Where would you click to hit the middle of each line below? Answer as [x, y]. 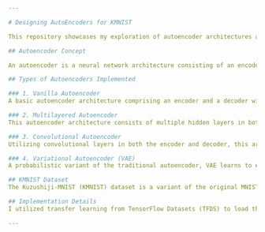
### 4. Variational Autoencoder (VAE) [72, 159]
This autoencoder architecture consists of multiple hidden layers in [127, 122]
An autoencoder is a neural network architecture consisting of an [121, 65]
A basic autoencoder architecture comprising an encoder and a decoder [128, 101]
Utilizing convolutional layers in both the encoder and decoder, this [128, 144]
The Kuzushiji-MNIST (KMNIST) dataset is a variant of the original [123, 187]
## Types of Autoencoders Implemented [72, 80]
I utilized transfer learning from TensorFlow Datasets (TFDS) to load [128, 209]
